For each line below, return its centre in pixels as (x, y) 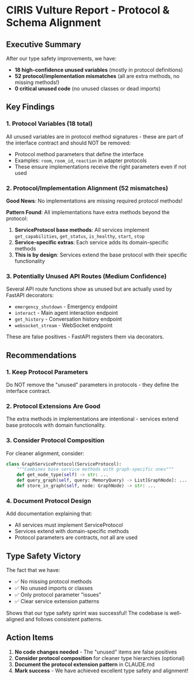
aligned (15, 620)
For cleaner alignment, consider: (45, 453)
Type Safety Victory (43, 556)
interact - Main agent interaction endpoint (66, 313)
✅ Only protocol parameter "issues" (58, 595)
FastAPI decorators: (30, 295)
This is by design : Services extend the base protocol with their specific (101, 255)
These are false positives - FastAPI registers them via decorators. (85, 337)
